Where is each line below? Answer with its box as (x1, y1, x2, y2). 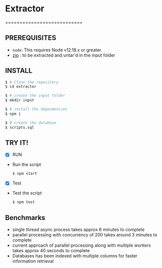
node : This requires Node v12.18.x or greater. (12, 47, 103, 53)
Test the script (12, 190, 42, 196)
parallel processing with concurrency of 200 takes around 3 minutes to (12, 232, 158, 238)
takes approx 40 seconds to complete (12, 248, 90, 254)
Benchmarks (5, 214, 46, 222)
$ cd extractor (5, 84, 37, 89)
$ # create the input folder (5, 93, 65, 98)
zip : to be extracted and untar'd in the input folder (12, 52, 115, 58)
